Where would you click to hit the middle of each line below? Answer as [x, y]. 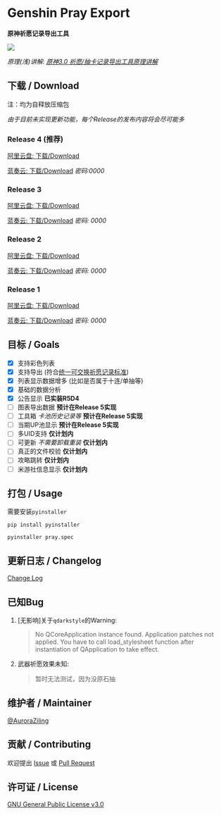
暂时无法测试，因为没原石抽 [75, 679]
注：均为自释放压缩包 [38, 104]
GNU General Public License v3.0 [56, 804]
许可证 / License [43, 787]
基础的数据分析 [39, 390]
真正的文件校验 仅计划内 [52, 452]
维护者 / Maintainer [50, 703]
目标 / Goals [33, 345]
